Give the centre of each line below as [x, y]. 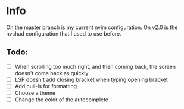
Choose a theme [35, 92]
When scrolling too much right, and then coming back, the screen [95, 66]
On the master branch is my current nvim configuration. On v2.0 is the [92, 27]
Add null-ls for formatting [46, 86]
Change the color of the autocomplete [62, 100]
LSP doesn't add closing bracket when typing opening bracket [91, 79]
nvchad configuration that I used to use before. [64, 33]
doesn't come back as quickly [52, 73]
